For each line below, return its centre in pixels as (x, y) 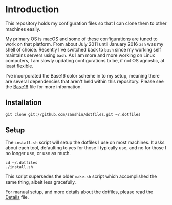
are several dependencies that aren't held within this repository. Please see (84, 81)
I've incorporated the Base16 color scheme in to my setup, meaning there (82, 75)
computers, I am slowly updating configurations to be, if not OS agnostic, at (85, 60)
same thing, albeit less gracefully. (41, 182)
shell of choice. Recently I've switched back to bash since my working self (83, 49)
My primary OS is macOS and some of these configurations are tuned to (81, 39)
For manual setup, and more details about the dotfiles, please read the (79, 192)
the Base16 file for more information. (44, 86)
